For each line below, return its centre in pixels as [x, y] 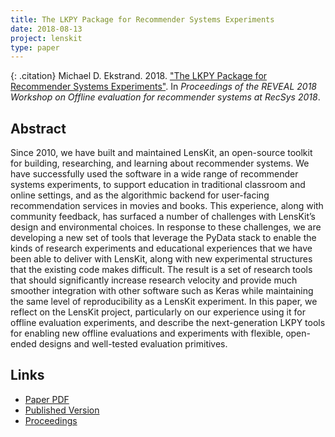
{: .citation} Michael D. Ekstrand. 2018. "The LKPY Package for [139, 76]
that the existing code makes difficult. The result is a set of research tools [161, 270]
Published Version [62, 410]
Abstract [38, 128]
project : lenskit [46, 38]
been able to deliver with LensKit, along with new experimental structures [161, 259]
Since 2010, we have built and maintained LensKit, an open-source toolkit [161, 153]
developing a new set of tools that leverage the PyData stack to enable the [163, 238]
